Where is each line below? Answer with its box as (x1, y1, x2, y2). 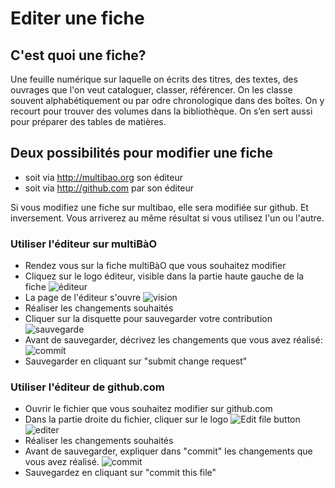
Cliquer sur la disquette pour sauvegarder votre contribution (24, 313, 273, 325)
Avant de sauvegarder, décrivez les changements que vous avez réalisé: (24, 334, 323, 346)
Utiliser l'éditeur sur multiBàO (10, 237, 158, 251)
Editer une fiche (10, 7, 145, 30)
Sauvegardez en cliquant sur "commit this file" (24, 467, 217, 479)
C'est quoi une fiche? (10, 47, 147, 64)
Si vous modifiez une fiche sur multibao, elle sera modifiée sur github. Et (10, 201, 309, 213)
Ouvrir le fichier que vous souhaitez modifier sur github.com (24, 403, 273, 415)
